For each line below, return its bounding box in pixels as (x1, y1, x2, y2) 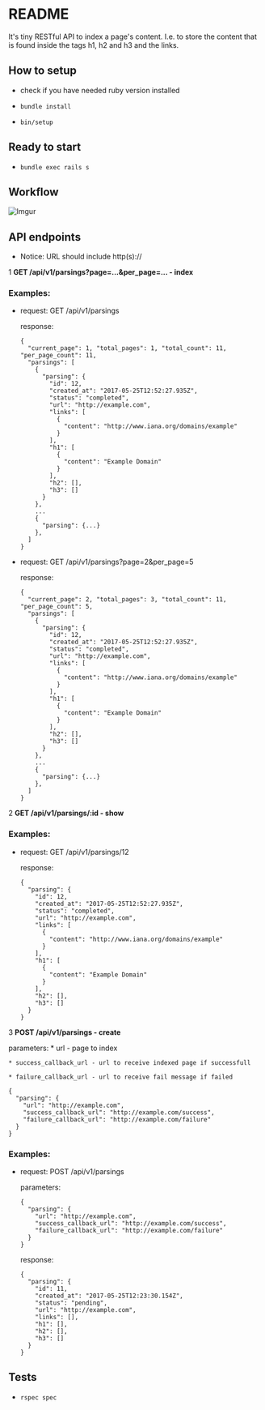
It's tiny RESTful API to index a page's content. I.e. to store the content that (8, 32, 257, 41)
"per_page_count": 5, (19, 603, 93, 611)
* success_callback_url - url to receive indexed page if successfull (8, 1058, 251, 1066)
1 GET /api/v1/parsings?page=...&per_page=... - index (8, 267, 194, 277)
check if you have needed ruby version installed (19, 85, 180, 95)
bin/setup (19, 118, 54, 126)
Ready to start (8, 140, 82, 154)
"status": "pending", (35, 1299, 107, 1307)
